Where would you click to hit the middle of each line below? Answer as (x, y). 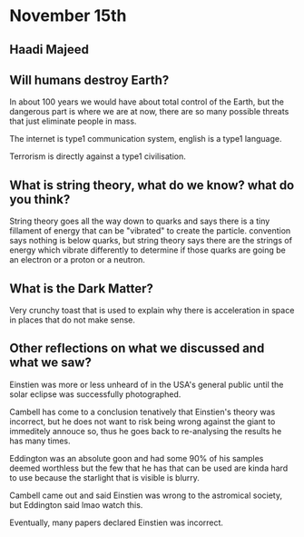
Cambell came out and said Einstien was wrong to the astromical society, (146, 495)
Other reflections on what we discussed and (137, 348)
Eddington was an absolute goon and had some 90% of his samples (137, 458)
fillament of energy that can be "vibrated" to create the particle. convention (150, 231)
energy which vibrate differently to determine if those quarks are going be (147, 250)
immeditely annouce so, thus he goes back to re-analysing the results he (146, 431)
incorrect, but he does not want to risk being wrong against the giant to (142, 421)
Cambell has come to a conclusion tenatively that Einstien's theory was (142, 412)
